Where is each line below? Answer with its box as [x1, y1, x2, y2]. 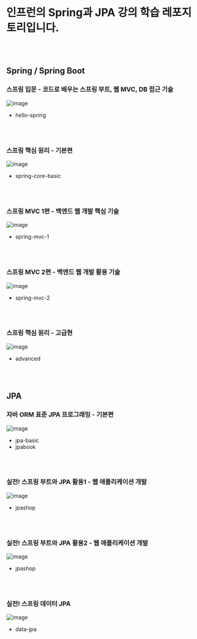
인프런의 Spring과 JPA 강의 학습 [6, 6, 160, 20]
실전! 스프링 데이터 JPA [6, 600, 71, 608]
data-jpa [15, 626, 37, 633]
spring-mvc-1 [15, 233, 49, 240]
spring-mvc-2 [15, 294, 51, 301]
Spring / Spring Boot [6, 65, 85, 76]
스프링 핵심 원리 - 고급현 [6, 328, 73, 337]
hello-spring [15, 111, 46, 119]
